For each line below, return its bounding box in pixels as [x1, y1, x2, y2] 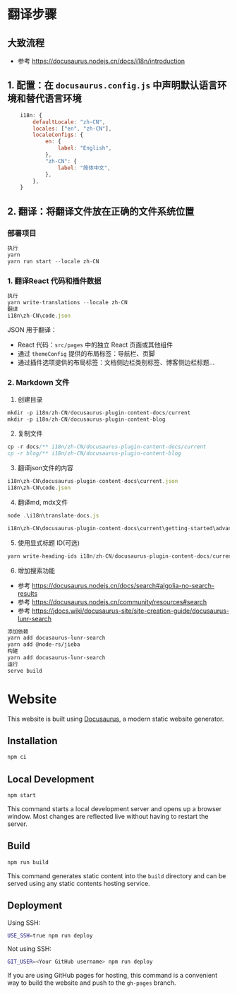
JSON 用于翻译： [7, 325, 58, 334]
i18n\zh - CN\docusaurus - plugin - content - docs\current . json [7, 478, 178, 485]
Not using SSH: [7, 945, 51, 953]
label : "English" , [57, 145, 112, 152]
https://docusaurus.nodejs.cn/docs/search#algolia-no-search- [31, 581, 215, 589]
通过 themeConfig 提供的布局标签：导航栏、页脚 [17, 349, 155, 358]
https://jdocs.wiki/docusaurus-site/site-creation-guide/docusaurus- [31, 606, 229, 615]
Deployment [7, 899, 63, 911]
